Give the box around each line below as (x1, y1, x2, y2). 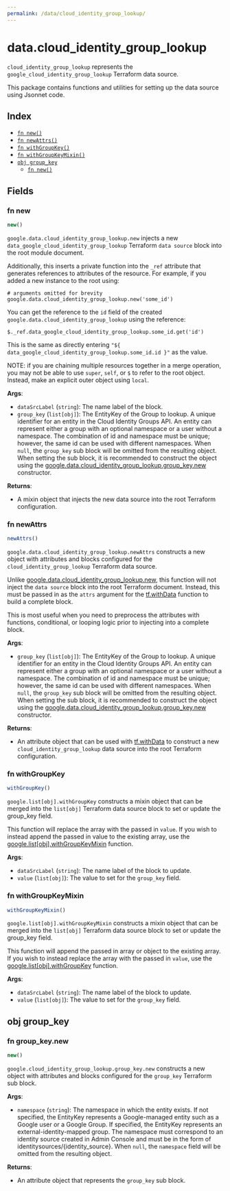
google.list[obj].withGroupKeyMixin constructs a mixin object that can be (7, 919, 218, 927)
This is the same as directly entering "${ (7, 340, 121, 348)
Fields (7, 185, 34, 197)
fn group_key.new (7, 1036, 69, 1046)
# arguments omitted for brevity (7, 290, 103, 297)
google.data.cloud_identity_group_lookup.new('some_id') (7, 295, 174, 303)
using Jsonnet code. (7, 90, 65, 98)
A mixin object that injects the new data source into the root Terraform (16, 495, 216, 503)
